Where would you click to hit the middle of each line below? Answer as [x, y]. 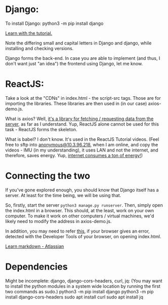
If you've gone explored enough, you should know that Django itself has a [82, 190]
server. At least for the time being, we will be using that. [63, 195]
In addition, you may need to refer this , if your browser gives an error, [78, 231]
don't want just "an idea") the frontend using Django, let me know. [74, 63]
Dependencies [36, 266]
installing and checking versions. [39, 48]
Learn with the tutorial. [29, 33]
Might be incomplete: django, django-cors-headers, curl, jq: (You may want [84, 281]
